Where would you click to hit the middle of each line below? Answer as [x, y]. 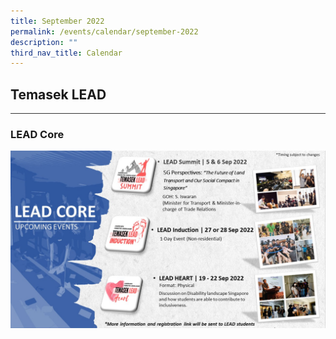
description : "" [44, 42]
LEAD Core [37, 134]
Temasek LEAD [58, 94]
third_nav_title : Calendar [66, 53]
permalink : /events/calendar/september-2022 [104, 31]
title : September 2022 [57, 21]
